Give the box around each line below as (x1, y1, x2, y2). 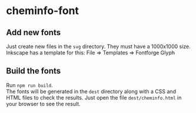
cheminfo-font (6, 4, 79, 18)
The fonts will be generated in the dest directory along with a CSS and (6, 88, 177, 95)
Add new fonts (6, 28, 61, 37)
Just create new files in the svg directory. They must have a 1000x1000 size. (6, 43, 191, 50)
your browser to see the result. (6, 100, 81, 107)
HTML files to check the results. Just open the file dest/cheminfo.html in (6, 94, 182, 101)
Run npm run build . (6, 81, 53, 88)
